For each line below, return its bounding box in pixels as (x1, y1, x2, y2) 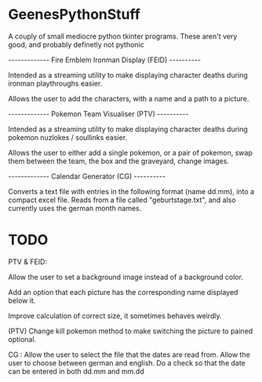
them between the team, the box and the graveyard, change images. (8, 156, 230, 166)
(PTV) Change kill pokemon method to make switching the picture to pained (8, 326, 253, 336)
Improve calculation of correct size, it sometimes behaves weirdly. (8, 310, 222, 320)
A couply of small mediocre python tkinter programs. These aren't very (8, 31, 238, 41)
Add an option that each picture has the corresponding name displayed (8, 287, 238, 296)
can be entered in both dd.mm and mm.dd (8, 366, 144, 376)
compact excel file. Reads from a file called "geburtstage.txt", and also (8, 195, 237, 204)
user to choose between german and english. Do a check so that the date (8, 358, 246, 367)
